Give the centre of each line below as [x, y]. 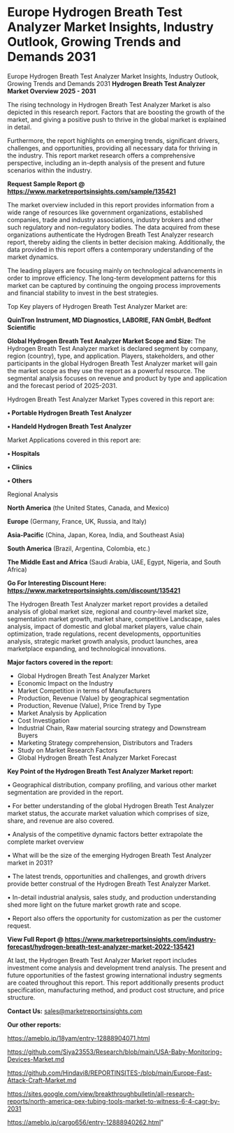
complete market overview [45, 842]
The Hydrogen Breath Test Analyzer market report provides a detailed [108, 604]
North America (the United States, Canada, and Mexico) [88, 508]
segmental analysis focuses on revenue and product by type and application [117, 378]
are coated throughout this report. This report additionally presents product [116, 982]
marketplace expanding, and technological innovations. [87, 648]
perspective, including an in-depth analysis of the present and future [106, 162]
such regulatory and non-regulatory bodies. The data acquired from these [114, 227]
